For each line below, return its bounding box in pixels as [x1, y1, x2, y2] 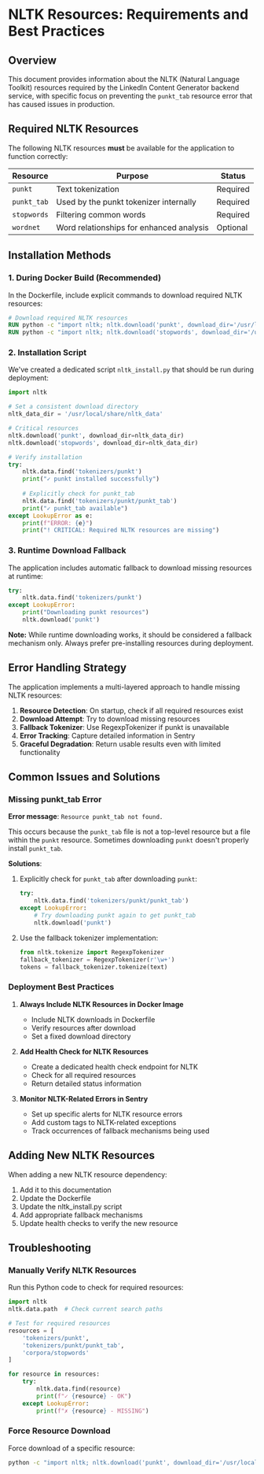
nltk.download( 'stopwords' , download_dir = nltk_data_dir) [8, 439, 199, 446]
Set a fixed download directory [31, 1031, 131, 1041]
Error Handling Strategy [8, 661, 127, 675]
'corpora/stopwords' [22, 1349, 90, 1357]
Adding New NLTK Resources [8, 1149, 156, 1162]
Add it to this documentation [19, 1185, 112, 1194]
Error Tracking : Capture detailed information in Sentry [19, 731, 196, 740]
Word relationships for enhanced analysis [56, 222, 210, 233]
